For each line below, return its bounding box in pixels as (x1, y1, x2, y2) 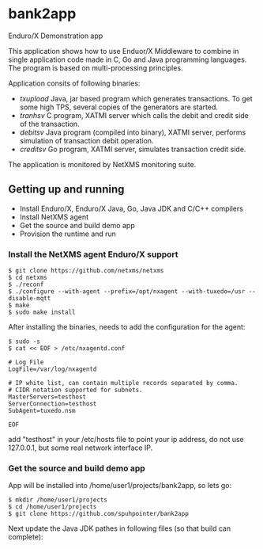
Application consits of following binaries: (8, 78, 141, 88)
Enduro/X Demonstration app (8, 31, 103, 40)
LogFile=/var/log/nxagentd (8, 365, 97, 373)
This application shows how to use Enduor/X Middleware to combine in (8, 46, 239, 55)
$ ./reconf (8, 280, 44, 289)
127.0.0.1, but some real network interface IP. (8, 443, 153, 452)
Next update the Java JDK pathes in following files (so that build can (8, 524, 231, 533)
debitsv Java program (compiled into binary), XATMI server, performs (19, 128, 246, 137)
